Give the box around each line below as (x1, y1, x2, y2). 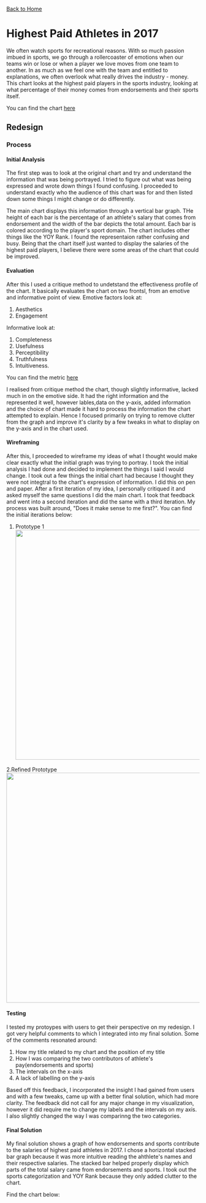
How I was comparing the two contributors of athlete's (15, 1055, 153, 1063)
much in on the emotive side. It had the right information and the (6, 392, 169, 399)
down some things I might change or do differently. (6, 196, 135, 203)
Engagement (15, 312, 48, 319)
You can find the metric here (6, 373, 78, 381)
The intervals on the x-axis (15, 1068, 83, 1075)
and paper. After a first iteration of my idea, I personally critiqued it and (6, 484, 186, 492)
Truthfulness (15, 355, 48, 362)
